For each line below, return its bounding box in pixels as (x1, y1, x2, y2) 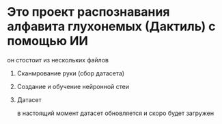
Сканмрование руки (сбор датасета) (16, 69, 125, 77)
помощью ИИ (7, 34, 89, 49)
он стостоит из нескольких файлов (7, 55, 109, 64)
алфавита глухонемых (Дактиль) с (7, 18, 217, 34)
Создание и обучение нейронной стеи (16, 82, 130, 90)
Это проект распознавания (7, 4, 170, 20)
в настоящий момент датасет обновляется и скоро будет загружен (16, 109, 214, 117)
